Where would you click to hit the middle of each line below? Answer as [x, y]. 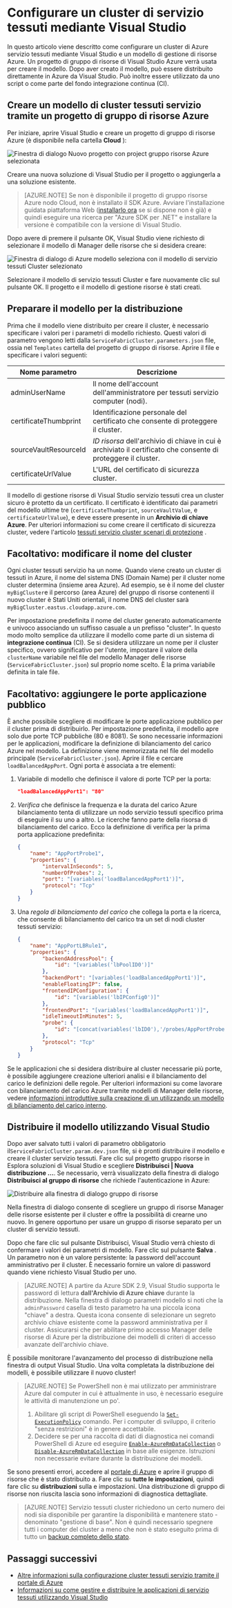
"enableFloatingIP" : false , [83, 984]
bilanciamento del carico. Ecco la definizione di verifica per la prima [114, 827]
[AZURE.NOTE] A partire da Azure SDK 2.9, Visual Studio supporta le [122, 1286]
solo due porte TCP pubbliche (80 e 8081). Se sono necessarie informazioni [115, 736]
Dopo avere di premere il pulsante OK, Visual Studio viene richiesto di [106, 238]
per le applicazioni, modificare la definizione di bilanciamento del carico [109, 743]
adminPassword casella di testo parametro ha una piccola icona [112, 1308]
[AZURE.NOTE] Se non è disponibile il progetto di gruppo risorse [116, 195]
